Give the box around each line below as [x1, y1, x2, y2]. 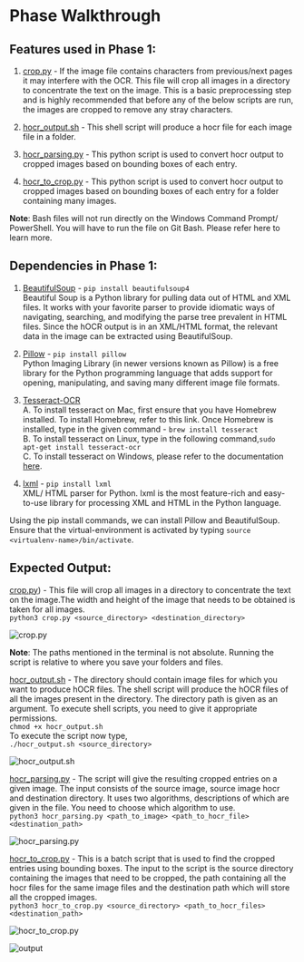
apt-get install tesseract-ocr [22, 442, 142, 452]
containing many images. [22, 196, 117, 206]
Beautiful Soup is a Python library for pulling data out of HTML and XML [22, 292, 291, 303]
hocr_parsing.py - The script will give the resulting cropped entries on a [9, 773, 278, 784]
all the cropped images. [9, 891, 98, 902]
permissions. [9, 713, 58, 724]
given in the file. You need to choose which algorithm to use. [9, 802, 236, 812]
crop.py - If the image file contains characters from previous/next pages [22, 65, 293, 76]
